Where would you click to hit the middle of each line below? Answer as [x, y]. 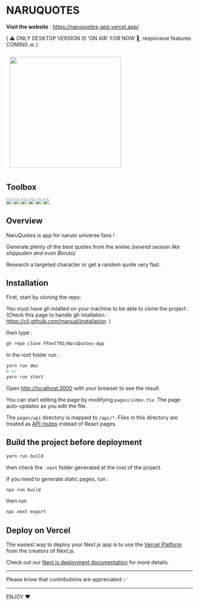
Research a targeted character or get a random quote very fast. [84, 264]
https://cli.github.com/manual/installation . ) [59, 321]
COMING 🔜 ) [22, 44]
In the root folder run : [33, 355]
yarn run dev [22, 366]
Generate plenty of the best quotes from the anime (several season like [93, 247]
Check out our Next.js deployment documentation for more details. [88, 562]
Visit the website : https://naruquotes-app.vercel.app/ [73, 27]
